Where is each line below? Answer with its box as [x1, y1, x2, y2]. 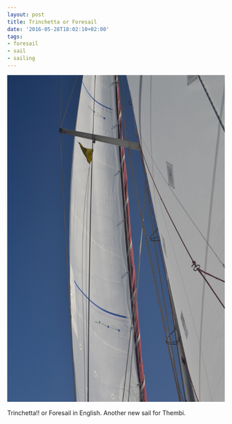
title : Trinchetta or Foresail [7, 18, 97, 26]
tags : [7, 33, 23, 40]
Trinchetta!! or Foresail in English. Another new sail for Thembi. [7, 408, 186, 417]
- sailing [7, 55, 36, 62]
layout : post [7, 11, 45, 18]
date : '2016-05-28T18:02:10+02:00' [7, 26, 110, 32]
